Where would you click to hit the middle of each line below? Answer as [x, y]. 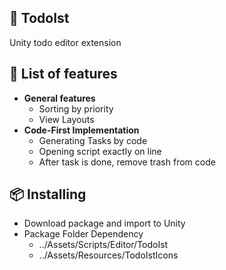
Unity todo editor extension [65, 42]
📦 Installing [48, 194]
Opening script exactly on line [100, 151]
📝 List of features [63, 74]
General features [59, 98]
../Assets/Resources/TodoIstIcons [108, 255]
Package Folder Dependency [83, 234]
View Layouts [66, 119]
